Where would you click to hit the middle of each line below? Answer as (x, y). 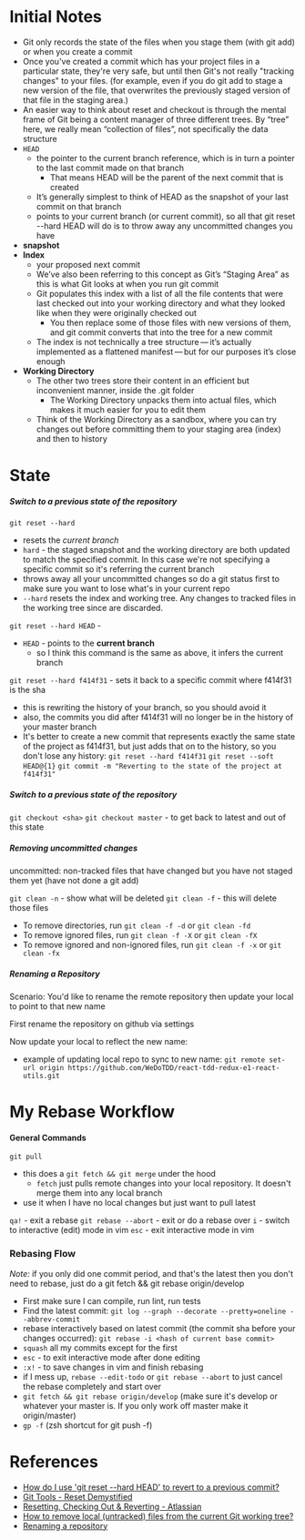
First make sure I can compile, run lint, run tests (112, 1300)
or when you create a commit (78, 51)
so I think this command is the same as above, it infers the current (160, 653)
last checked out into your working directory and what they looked (161, 303)
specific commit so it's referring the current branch (119, 569)
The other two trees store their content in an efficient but (143, 381)
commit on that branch (79, 206)
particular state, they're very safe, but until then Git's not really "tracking (158, 71)
